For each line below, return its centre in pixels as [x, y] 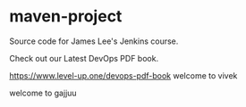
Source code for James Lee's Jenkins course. [94, 41]
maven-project [66, 16]
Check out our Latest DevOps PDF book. [84, 58]
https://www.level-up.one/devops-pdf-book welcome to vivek [123, 75]
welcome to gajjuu [43, 93]
